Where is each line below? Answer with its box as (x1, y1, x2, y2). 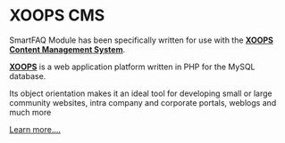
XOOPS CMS (9, 5, 105, 26)
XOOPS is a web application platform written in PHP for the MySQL (9, 61, 256, 72)
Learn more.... (9, 123, 61, 134)
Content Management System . (9, 44, 126, 54)
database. (9, 70, 46, 81)
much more (9, 107, 52, 117)
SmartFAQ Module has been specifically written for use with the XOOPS (9, 35, 274, 45)
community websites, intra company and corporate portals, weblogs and (9, 97, 277, 107)
